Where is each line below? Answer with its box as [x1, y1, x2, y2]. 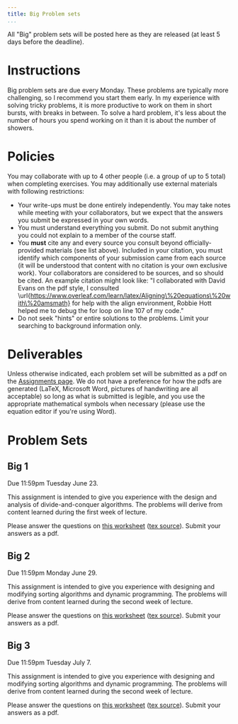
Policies [7, 148, 55, 164]
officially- [183, 238, 212, 247]
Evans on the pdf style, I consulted [17, 283, 119, 292]
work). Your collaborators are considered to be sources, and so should [17, 268, 225, 277]
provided [17, 246, 45, 254]
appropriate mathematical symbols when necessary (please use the [7, 400, 205, 408]
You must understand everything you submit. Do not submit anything [17, 223, 219, 231]
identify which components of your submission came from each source [17, 253, 227, 262]
